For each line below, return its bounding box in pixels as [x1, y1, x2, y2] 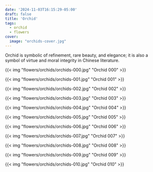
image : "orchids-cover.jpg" [9, 39, 67, 44]
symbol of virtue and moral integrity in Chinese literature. [5, 57, 120, 63]
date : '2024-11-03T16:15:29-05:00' [5, 7, 77, 12]
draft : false [5, 12, 32, 17]
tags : [5, 20, 16, 26]
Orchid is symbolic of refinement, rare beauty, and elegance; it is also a [5, 52, 149, 58]
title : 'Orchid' [5, 16, 38, 21]
